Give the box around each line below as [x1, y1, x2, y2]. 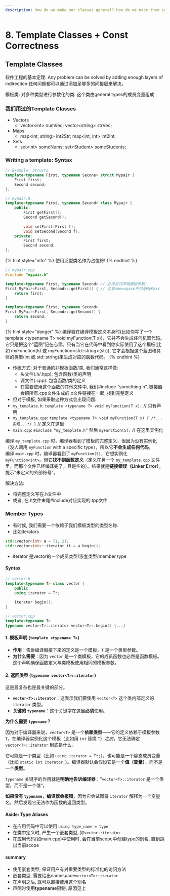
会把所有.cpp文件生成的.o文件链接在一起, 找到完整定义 [20, 390, 134, 396]
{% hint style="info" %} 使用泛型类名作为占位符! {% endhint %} [5, 258, 138, 264]
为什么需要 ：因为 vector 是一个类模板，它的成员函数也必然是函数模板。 [12, 654, 162, 660]
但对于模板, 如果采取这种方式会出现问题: [12, 396, 97, 402]
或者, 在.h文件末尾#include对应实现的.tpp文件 [12, 497, 108, 503]
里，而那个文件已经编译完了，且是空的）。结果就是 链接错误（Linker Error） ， [5, 463, 163, 469]
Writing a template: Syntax [5, 156, 72, 164]
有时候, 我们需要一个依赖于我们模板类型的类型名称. [12, 522, 119, 528]
